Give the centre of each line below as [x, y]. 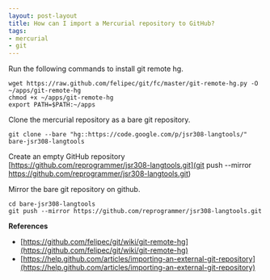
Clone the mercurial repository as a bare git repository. [99, 120]
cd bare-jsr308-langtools [52, 204]
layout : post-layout [43, 16]
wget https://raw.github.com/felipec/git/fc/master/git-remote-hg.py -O [133, 84]
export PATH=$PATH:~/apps [52, 105]
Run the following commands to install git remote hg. [96, 69]
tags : [17, 31]
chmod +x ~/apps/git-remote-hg [61, 98]
